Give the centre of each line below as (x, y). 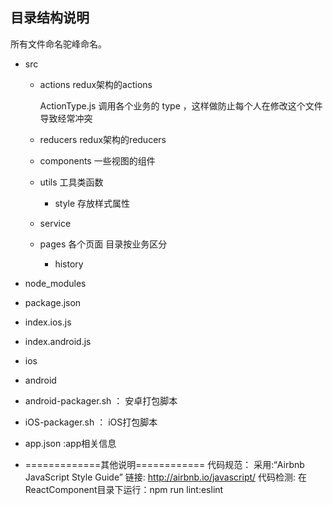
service (55, 223)
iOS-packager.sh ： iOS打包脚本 (91, 422)
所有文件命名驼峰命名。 (58, 44)
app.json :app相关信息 (70, 443)
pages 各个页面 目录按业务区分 (103, 244)
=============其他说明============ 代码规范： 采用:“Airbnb (164, 464)
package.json (53, 302)
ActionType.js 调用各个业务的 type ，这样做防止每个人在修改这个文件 (181, 105)
